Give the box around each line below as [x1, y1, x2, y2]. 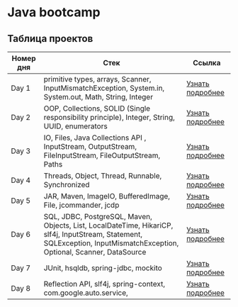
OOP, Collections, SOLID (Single [43, 104, 151, 113]
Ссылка [192, 58, 221, 67]
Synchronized [43, 180, 90, 189]
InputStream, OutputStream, [43, 142, 137, 151]
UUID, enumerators [43, 121, 108, 131]
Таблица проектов [7, 33, 93, 45]
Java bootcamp [7, 4, 101, 21]
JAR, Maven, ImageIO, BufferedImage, [43, 191, 171, 201]
